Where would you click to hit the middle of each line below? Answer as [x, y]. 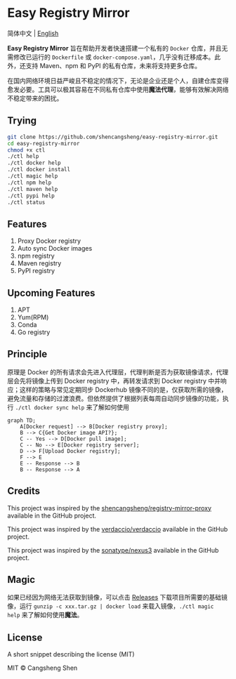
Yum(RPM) [33, 317]
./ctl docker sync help [50, 408]
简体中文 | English [33, 33]
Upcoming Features [51, 293]
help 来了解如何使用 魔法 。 [45, 615]
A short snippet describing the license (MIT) [71, 654]
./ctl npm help [29, 183]
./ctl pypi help [31, 196]
